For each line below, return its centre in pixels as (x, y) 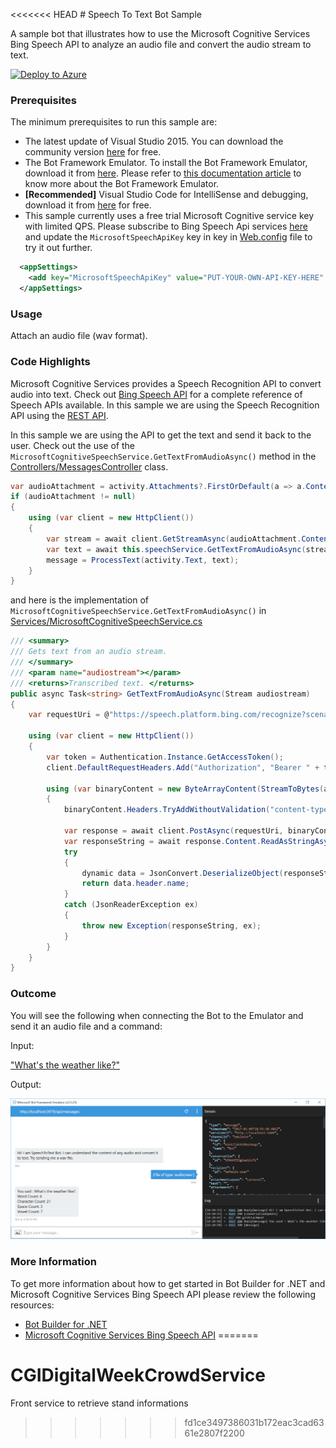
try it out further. (58, 248)
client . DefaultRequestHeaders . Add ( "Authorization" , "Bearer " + (183, 767)
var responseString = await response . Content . (162, 841)
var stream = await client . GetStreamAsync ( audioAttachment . (174, 539)
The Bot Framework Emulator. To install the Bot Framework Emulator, (166, 163)
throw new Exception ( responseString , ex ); (171, 925)
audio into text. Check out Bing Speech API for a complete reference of (156, 394)
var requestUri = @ (69, 715)
